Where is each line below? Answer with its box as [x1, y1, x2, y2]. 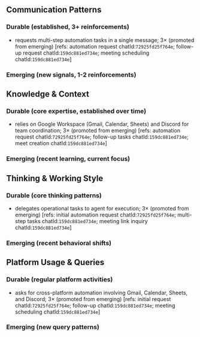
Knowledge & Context [6, 89, 90, 99]
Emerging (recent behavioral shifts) [6, 239, 112, 247]
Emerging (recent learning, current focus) [6, 155, 131, 163]
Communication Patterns [6, 5, 102, 15]
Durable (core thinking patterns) [6, 191, 102, 200]
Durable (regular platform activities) [6, 275, 113, 284]
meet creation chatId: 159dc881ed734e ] [14, 140, 108, 147]
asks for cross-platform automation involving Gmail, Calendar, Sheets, [14, 289, 188, 296]
